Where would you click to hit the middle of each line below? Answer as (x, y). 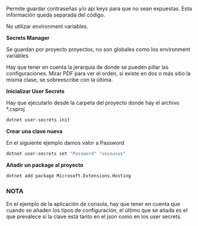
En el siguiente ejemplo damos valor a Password (65, 142)
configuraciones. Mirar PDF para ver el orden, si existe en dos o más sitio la (98, 73)
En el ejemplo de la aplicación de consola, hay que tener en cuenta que (93, 203)
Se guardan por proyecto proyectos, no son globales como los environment (98, 49)
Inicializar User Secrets (36, 91)
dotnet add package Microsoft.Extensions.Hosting (69, 176)
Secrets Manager (28, 38)
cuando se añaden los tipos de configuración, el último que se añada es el (97, 210)
